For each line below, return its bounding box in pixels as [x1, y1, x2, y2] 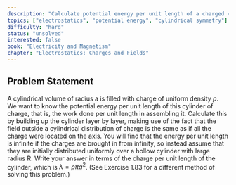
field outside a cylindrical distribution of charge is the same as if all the [7, 124, 212, 132]
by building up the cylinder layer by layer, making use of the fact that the [7, 117, 217, 125]
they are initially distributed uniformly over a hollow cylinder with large [7, 146, 211, 155]
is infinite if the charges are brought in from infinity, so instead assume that [7, 139, 225, 148]
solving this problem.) [7, 170, 70, 179]
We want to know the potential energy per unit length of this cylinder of [7, 101, 214, 110]
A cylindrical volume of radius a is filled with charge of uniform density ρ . [7, 94, 219, 103]
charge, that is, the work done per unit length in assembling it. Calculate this [7, 109, 228, 117]
